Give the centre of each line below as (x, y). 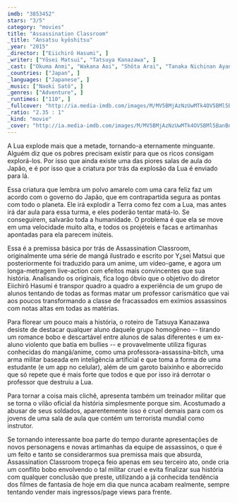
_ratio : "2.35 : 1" (36, 112)
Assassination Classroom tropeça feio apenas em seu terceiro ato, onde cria (118, 462)
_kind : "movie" (30, 119)
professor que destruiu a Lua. (50, 381)
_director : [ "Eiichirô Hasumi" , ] (58, 54)
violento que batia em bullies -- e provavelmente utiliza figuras (116, 344)
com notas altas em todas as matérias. (63, 308)
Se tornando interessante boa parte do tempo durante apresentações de (113, 439)
